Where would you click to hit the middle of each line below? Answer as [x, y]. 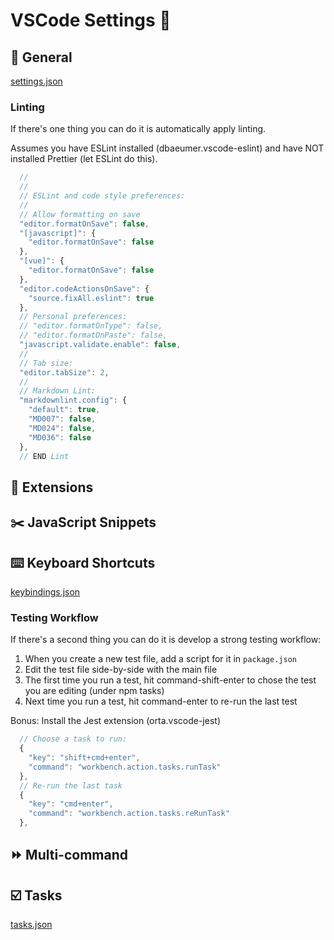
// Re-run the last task [71, 785]
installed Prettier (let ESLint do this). [84, 159]
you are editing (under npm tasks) [94, 691]
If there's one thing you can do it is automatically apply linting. [138, 129]
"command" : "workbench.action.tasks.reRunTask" [129, 814]
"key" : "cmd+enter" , [71, 804]
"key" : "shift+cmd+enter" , [84, 758]
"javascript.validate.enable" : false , [100, 345]
